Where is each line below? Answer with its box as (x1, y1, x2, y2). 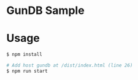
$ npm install (6, 52, 43, 58)
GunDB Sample (6, 4, 85, 18)
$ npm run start (6, 68, 48, 74)
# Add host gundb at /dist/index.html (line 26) (6, 62, 133, 68)
